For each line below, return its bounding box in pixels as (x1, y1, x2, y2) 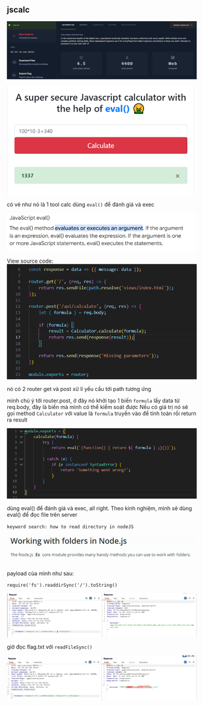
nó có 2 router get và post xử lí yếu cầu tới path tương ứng (7, 385, 151, 392)
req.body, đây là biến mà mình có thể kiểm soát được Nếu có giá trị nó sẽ (7, 403, 189, 410)
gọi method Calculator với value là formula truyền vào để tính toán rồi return (7, 410, 196, 417)
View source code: (7, 257, 54, 264)
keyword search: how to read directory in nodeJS (7, 524, 134, 530)
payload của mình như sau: (7, 569, 74, 577)
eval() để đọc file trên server (7, 511, 78, 519)
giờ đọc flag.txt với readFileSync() (7, 643, 93, 651)
